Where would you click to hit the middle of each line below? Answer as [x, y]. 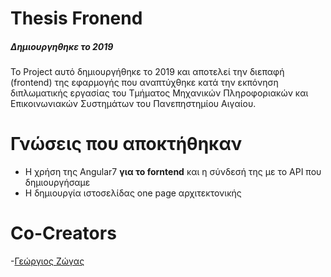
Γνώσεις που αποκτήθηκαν [126, 144]
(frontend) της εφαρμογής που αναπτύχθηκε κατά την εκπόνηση [144, 83]
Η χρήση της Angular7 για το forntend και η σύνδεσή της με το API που [173, 172]
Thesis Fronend [76, 18]
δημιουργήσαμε [57, 183]
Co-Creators [63, 233]
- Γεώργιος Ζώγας [47, 261]
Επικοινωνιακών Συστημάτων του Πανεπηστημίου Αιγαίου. [133, 104]
